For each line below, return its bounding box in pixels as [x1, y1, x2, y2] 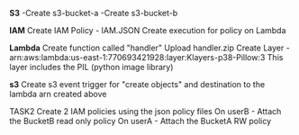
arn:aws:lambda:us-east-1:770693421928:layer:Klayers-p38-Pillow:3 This [9, 52, 284, 62]
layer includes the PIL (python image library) [9, 62, 174, 72]
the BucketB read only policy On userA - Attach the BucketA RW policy [9, 116, 272, 126]
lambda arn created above [9, 89, 107, 99]
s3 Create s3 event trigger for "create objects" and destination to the [9, 79, 266, 89]
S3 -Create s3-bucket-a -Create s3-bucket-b [9, 8, 178, 18]
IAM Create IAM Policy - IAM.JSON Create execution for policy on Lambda [9, 25, 286, 35]
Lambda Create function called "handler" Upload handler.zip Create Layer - [9, 42, 290, 53]
